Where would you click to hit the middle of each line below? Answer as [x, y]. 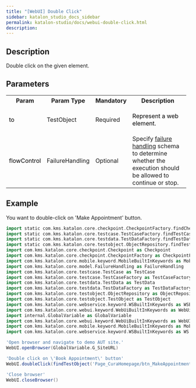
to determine [150, 153]
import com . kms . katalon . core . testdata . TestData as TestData [81, 283]
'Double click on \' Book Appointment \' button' [65, 358]
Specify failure [152, 138]
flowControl [25, 161]
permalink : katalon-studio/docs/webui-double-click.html [77, 22]
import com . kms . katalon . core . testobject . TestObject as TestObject [88, 299]
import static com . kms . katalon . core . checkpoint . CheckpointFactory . [90, 228]
